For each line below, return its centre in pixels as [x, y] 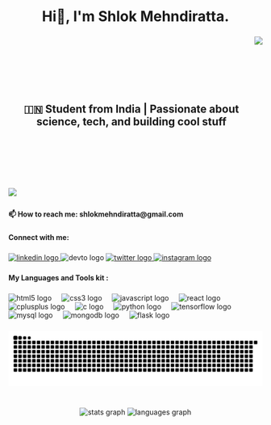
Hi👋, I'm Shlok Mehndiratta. [135, 17]
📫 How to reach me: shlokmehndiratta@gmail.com [96, 214]
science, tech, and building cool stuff [131, 122]
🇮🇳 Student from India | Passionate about [131, 109]
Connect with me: [39, 237]
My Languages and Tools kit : [58, 277]
